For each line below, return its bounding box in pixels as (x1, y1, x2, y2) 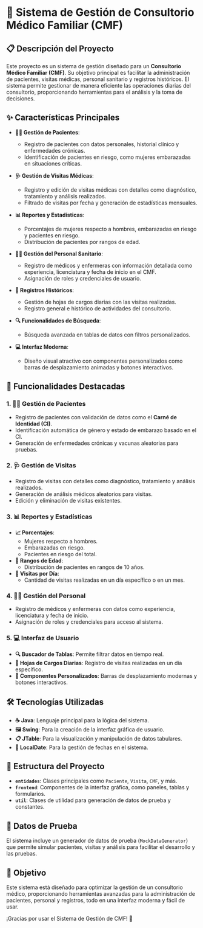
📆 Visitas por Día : (15, 570, 59, 577)
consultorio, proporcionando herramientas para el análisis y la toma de (6, 88, 183, 96)
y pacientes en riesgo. (24, 231, 80, 239)
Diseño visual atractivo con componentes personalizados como (24, 357, 183, 365)
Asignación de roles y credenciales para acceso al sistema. (15, 618, 164, 626)
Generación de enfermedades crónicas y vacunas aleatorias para (15, 439, 179, 447)
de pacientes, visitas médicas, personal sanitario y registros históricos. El (6, 75, 190, 83)
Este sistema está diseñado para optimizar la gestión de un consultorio (6, 884, 183, 891)
